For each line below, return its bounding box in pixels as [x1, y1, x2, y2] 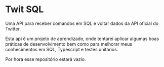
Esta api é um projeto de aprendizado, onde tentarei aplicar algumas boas [5, 36, 159, 42]
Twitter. [5, 25, 21, 31]
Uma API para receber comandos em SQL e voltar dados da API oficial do [5, 20, 159, 26]
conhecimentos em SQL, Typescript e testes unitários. [5, 46, 118, 52]
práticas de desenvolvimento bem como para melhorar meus [5, 41, 133, 47]
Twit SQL [5, 4, 44, 15]
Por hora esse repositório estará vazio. [5, 56, 86, 62]
